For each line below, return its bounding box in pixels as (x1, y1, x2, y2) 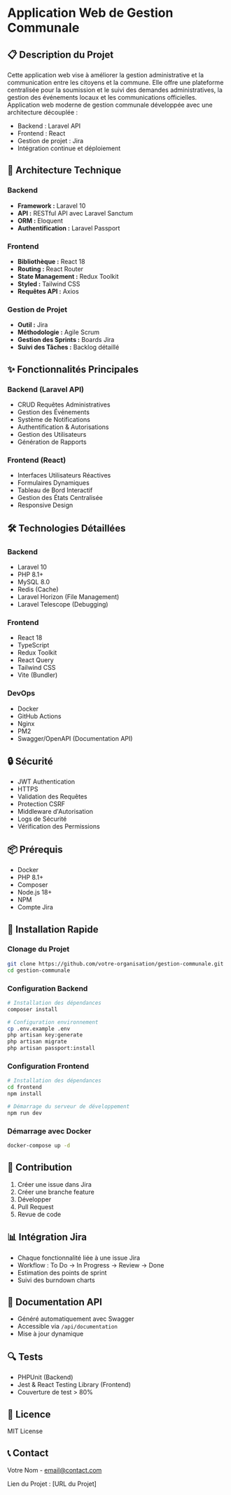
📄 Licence (7, 1408, 51, 1420)
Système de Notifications (17, 415, 91, 423)
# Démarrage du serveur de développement (7, 1102, 130, 1110)
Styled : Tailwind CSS (17, 279, 80, 288)
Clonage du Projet (7, 944, 70, 954)
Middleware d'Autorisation (17, 808, 93, 816)
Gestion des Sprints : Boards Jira (17, 336, 115, 344)
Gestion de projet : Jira (17, 137, 84, 145)
